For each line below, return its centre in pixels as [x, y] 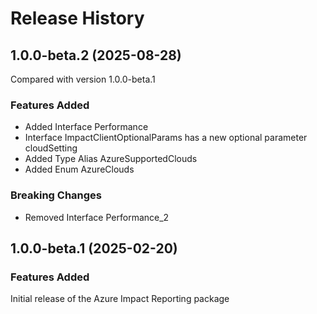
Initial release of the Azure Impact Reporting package [120, 299]
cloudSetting [51, 148]
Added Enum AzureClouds [79, 169]
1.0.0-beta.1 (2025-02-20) [94, 248]
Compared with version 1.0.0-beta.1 [83, 79]
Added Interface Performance [86, 127]
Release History [77, 18]
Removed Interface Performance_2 [97, 217]
